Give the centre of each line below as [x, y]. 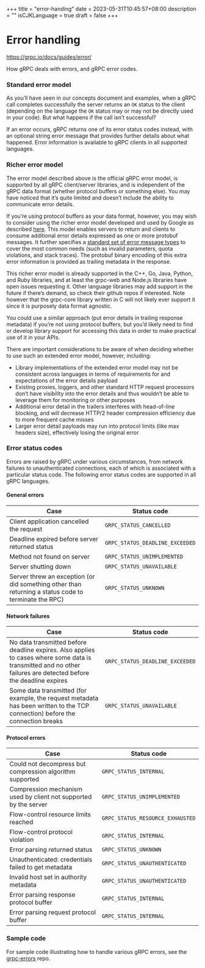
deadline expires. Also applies [52, 650]
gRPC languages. [28, 481]
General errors [25, 495]
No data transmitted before [48, 642]
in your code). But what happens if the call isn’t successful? [81, 117]
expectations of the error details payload [66, 380]
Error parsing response [42, 895]
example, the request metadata [54, 698]
